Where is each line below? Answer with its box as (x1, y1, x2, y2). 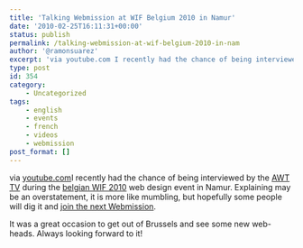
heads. (9, 227, 35, 239)
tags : (9, 96, 30, 106)
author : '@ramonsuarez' (9, 47, 99, 56)
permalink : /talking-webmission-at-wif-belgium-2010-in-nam (9, 38, 241, 48)
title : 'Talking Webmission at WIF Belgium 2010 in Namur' (9, 13, 236, 23)
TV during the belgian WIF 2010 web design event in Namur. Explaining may (9, 181, 291, 192)
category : (9, 80, 47, 89)
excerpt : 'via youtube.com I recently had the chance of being (9, 55, 252, 64)
